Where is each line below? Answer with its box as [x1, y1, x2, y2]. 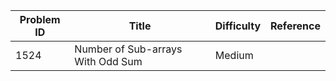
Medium [214, 49, 254, 62]
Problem [19, 13, 61, 26]
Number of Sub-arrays [74, 42, 183, 56]
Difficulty [214, 19, 262, 33]
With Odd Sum [74, 55, 143, 68]
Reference [270, 19, 321, 33]
